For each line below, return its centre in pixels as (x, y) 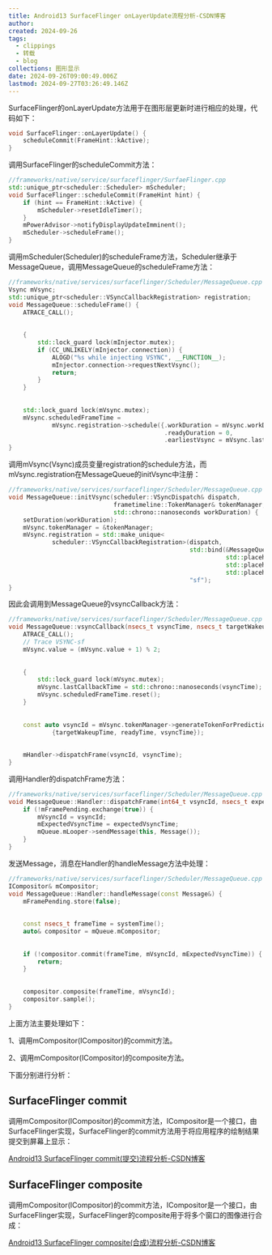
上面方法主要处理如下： (47, 1023)
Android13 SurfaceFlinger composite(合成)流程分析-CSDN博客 (112, 1243)
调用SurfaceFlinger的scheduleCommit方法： (83, 165)
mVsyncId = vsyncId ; (72, 817)
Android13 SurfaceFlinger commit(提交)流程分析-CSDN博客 (107, 1159)
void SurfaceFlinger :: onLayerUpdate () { (78, 133)
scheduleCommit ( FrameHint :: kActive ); (87, 141)
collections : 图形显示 (44, 69)
